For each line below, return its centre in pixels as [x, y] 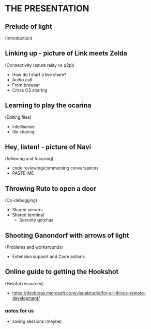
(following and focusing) [29, 159]
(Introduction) [19, 38]
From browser [26, 85]
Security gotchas [36, 220]
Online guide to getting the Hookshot [62, 272]
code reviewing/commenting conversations [55, 168]
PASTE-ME [23, 173]
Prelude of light [29, 27]
